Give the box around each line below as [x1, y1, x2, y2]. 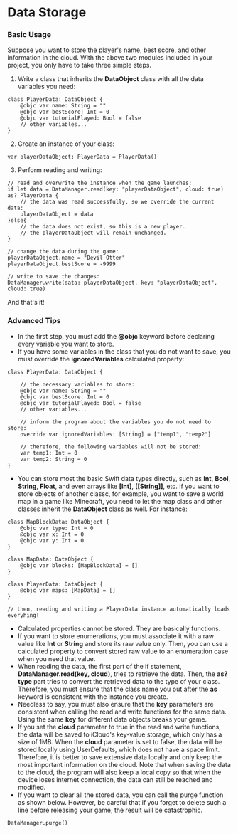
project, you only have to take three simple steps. [7, 61, 151, 70]
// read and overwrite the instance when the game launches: [7, 179, 193, 187]
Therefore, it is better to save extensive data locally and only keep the [17, 752, 222, 761]
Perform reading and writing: [17, 166, 102, 174]
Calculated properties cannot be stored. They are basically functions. [17, 624, 221, 633]
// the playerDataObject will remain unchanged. [20, 229, 167, 237]
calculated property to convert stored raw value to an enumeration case [17, 647, 229, 655]
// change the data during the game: [7, 248, 119, 255]
